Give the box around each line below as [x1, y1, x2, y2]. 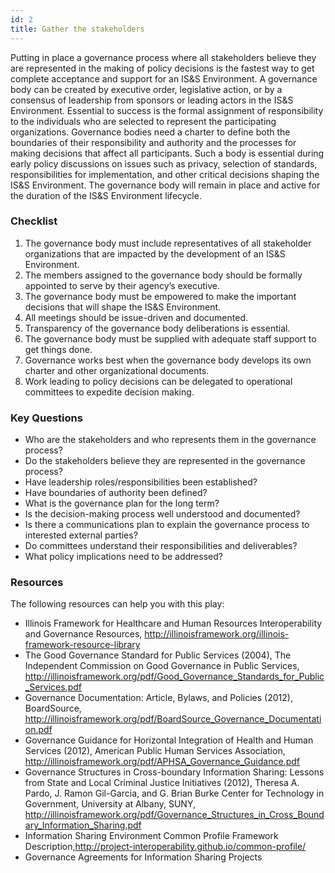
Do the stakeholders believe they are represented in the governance [24, 455, 306, 467]
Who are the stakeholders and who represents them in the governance [24, 434, 317, 446]
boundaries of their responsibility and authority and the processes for [10, 136, 297, 148]
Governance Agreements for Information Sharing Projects [24, 851, 263, 863]
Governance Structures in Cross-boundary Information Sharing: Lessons [24, 766, 325, 778]
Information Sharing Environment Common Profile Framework [24, 830, 279, 842]
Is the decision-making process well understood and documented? [24, 508, 301, 520]
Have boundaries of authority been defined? [24, 487, 208, 499]
